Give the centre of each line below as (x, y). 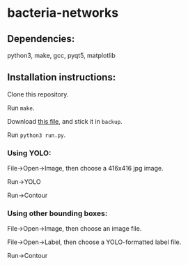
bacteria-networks (63, 13)
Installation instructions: (62, 77)
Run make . (21, 108)
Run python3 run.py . (37, 135)
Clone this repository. (38, 94)
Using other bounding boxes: (57, 213)
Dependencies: (41, 39)
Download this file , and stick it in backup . (65, 121)
